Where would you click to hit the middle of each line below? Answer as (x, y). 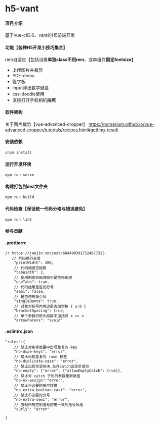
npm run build (20, 197)
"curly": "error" (32, 409)
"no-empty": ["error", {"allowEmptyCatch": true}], (68, 371)
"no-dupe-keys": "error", (41, 351)
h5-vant (22, 9)
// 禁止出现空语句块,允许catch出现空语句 (52, 366)
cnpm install (19, 153)
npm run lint (19, 219)
